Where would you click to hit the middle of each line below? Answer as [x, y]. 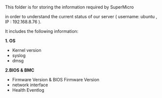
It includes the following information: [42, 31]
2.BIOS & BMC [20, 70]
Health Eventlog [28, 90]
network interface [30, 85]
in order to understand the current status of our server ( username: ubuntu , [81, 16]
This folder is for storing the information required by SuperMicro [70, 7]
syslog [19, 55]
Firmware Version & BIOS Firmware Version [56, 80]
